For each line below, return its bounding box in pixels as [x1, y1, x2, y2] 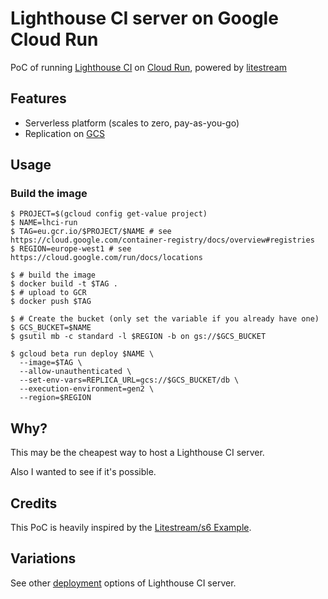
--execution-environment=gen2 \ [19, 384, 155, 394]
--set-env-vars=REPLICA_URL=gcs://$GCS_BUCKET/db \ [19, 375, 240, 386]
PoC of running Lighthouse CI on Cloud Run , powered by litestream [10, 61, 288, 73]
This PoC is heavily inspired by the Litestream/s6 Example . [10, 522, 252, 534]
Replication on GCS [24, 127, 105, 139]
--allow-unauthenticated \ [19, 367, 132, 377]
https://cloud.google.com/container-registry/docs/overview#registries [10, 235, 315, 246]
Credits [10, 495, 58, 512]
